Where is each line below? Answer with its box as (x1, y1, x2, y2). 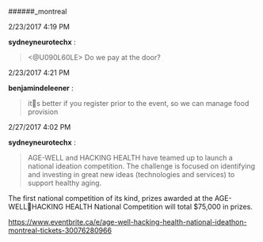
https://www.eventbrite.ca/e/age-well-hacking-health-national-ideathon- (8, 217, 247, 226)
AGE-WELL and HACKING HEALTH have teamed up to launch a (27, 153, 234, 162)
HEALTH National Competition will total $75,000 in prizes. (65, 202, 253, 211)
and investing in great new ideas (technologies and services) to (27, 170, 235, 179)
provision (27, 107, 59, 116)
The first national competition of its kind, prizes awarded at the (8, 194, 213, 202)
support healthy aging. (27, 178, 102, 187)
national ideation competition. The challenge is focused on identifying (27, 161, 256, 171)
